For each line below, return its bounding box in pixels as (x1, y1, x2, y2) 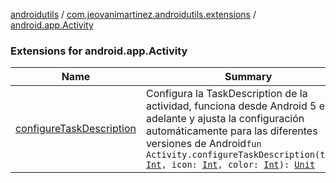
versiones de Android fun (145, 137, 262, 151)
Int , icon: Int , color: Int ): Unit (145, 159, 316, 171)
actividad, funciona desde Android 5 (145, 99, 317, 113)
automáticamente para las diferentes (145, 124, 318, 138)
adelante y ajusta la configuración (145, 112, 305, 126)
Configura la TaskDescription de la (145, 87, 308, 101)
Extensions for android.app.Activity (10, 44, 188, 58)
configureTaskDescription (15, 122, 137, 136)
